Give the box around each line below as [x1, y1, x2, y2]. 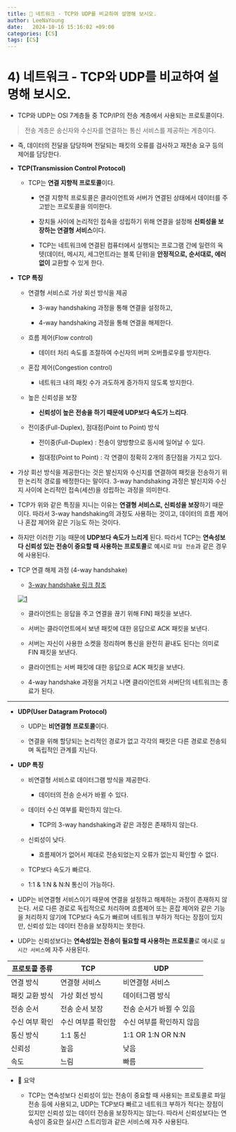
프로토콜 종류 [11, 964, 53, 974]
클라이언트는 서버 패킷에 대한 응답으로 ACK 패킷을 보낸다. [27, 663, 185, 672]
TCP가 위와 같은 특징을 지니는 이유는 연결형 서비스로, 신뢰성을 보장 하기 [17, 501, 211, 509]
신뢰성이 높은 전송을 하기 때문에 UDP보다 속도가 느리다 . [38, 408, 188, 417]
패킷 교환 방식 [11, 990, 54, 1000]
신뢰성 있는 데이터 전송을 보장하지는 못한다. [27, 922, 145, 930]
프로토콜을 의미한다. [57, 202, 112, 211]
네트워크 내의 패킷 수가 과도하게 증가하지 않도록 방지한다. [38, 378, 195, 387]
